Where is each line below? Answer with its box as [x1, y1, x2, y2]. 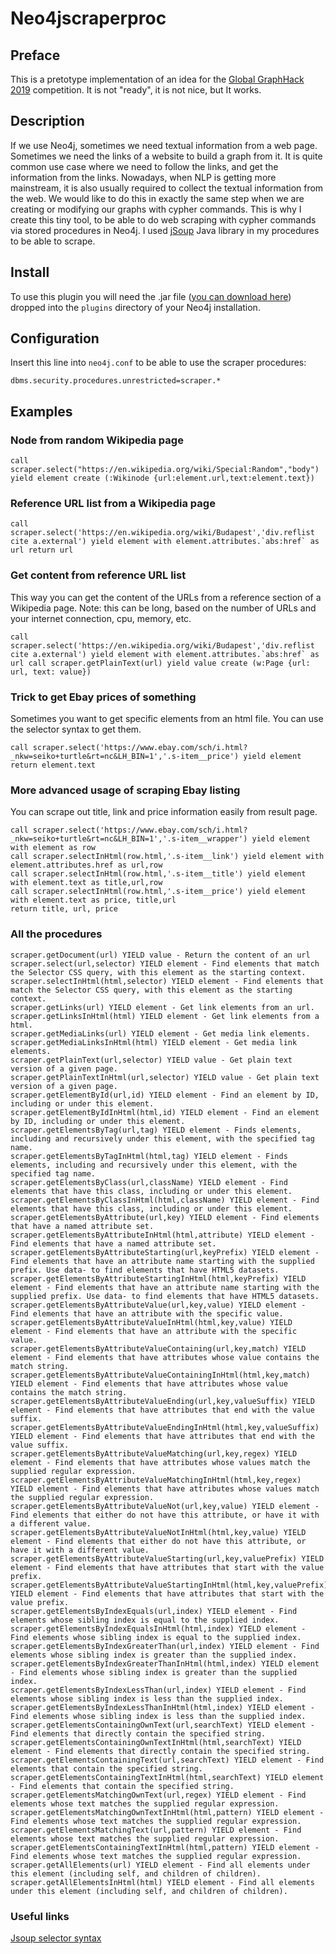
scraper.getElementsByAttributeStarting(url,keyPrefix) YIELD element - [10, 1247, 320, 1257]
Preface [10, 47, 61, 64]
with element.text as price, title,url [10, 895, 177, 906]
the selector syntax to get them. [10, 723, 142, 736]
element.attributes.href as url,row [10, 860, 163, 871]
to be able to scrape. [10, 235, 96, 247]
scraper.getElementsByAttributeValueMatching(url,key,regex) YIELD [10, 1448, 298, 1459]
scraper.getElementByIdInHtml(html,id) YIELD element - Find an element [10, 1107, 320, 1117]
